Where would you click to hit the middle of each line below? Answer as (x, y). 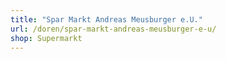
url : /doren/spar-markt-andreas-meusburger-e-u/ (113, 29)
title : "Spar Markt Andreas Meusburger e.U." (106, 19)
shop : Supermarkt (46, 38)
